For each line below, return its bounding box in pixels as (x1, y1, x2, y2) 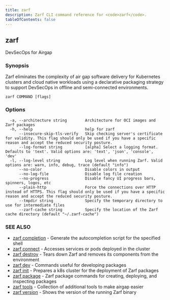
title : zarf (5, 7, 31, 13)
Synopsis (5, 62, 29, 69)
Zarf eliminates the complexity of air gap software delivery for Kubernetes (5, 73, 160, 80)
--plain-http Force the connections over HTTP (18, 185, 156, 190)
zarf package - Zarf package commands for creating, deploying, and (12, 273, 157, 279)
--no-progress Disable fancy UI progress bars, (18, 176, 156, 181)
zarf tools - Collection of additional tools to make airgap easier (12, 284, 144, 290)
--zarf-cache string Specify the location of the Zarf (18, 207, 158, 212)
